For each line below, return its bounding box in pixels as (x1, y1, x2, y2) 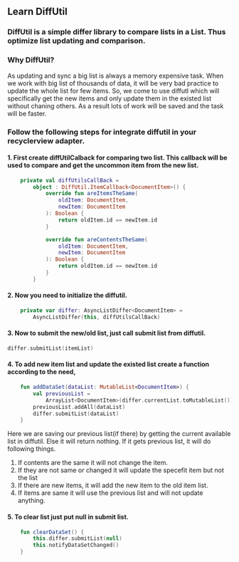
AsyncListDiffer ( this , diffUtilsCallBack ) (33, 313, 161, 321)
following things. (7, 444, 56, 453)
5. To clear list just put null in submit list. (7, 512, 129, 521)
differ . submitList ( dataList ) (33, 410, 119, 417)
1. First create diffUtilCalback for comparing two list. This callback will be (7, 153, 228, 162)
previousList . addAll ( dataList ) (33, 403, 126, 410)
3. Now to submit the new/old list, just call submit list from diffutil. (7, 329, 206, 338)
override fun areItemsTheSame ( (45, 190, 139, 197)
